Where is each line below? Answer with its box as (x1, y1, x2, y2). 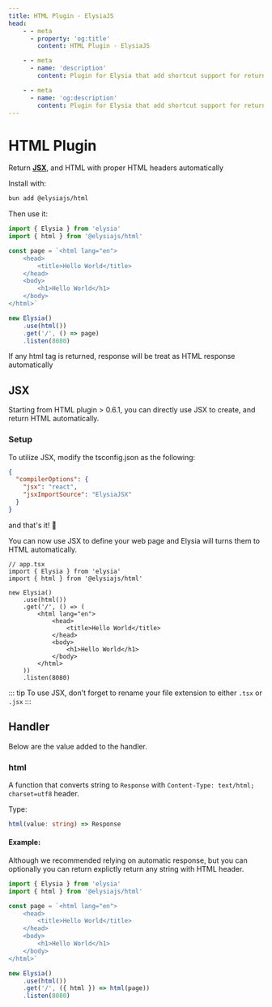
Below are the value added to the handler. (8, 741, 148, 751)
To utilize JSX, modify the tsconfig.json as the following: (8, 452, 196, 462)
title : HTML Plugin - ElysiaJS (8, 11, 114, 20)
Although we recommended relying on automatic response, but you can (8, 856, 249, 865)
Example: (8, 838, 41, 847)
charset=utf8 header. (8, 788, 79, 798)
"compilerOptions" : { (15, 476, 89, 484)
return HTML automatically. (8, 414, 100, 424)
